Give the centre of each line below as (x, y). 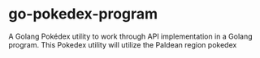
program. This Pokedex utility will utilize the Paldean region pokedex (123, 44)
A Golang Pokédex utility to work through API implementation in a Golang (131, 36)
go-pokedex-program (83, 14)
